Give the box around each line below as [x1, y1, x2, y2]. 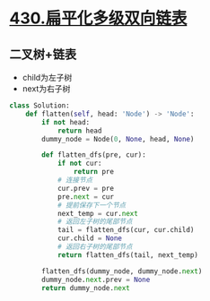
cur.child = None [57, 234, 123, 243]
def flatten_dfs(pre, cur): [41, 150, 146, 159]
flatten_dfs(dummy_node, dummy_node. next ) [41, 266, 203, 276]
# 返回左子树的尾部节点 [57, 217, 133, 227]
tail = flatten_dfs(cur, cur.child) [57, 226, 195, 235]
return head [57, 126, 102, 135]
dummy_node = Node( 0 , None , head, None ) [41, 134, 195, 143]
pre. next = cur [57, 192, 115, 202]
